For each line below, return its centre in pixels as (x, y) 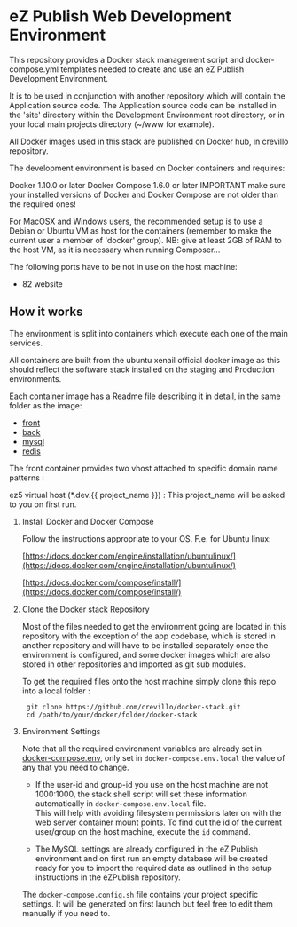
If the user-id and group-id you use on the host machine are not (152, 784)
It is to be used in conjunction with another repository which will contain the (147, 96)
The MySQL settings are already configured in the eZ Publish (147, 849)
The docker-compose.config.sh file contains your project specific (140, 894)
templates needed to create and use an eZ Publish (152, 69)
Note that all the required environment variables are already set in (142, 749)
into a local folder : (56, 691)
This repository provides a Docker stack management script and (126, 59)
